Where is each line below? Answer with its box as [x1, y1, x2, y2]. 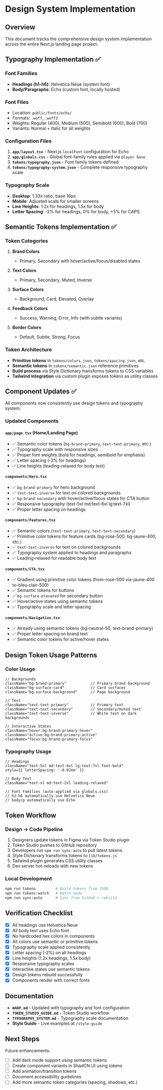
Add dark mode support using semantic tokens [12, 1057, 107, 1063]
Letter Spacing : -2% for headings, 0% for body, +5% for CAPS [12, 208, 140, 214]
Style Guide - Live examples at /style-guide [12, 1020, 103, 1026]
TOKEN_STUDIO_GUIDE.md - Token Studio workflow [12, 1010, 109, 1016]
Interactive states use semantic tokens [12, 966, 90, 972]
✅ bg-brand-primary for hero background [12, 484, 95, 490]
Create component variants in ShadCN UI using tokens [12, 1063, 122, 1069]
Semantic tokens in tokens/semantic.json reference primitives [12, 363, 139, 369]
